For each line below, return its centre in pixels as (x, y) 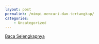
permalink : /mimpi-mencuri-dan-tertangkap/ (50, 14)
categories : (17, 18)
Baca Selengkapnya (25, 36)
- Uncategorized (30, 23)
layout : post (18, 9)
